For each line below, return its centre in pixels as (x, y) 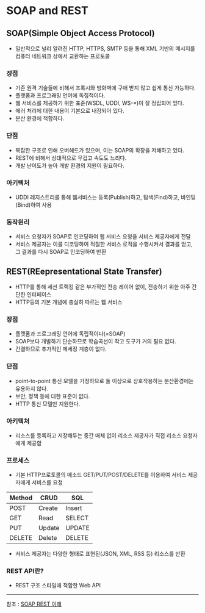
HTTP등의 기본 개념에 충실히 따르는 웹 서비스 (69, 302)
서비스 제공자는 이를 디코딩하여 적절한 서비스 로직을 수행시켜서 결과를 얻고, (104, 244)
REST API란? (25, 571)
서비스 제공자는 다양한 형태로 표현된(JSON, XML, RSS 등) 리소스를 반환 (100, 554)
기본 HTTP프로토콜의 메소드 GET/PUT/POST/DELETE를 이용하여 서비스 (101, 475)
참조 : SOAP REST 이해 (34, 604)
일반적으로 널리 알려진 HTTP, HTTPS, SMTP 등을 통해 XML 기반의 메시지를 (105, 48)
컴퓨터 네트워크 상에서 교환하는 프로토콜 (63, 56)
